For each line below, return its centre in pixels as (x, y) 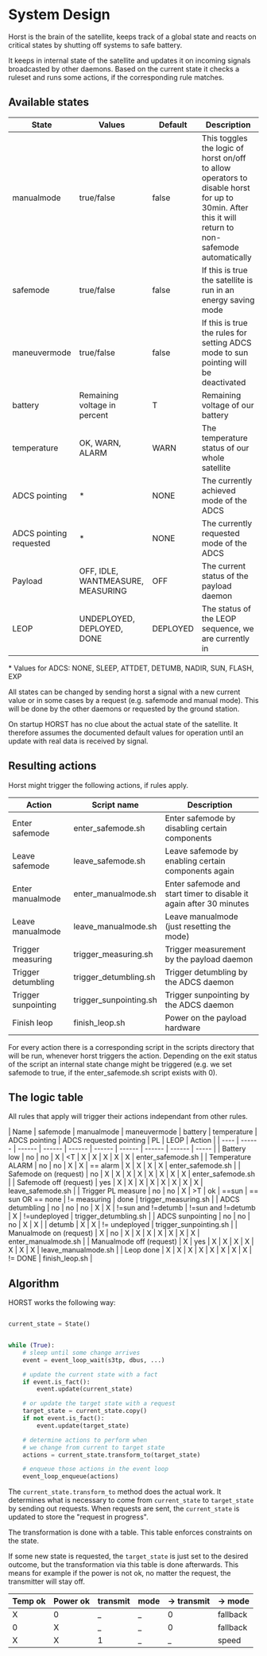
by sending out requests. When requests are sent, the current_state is (124, 1509)
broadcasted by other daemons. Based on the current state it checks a (124, 68)
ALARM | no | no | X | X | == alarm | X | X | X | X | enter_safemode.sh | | (124, 1166)
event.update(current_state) (85, 1389)
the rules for (224, 333)
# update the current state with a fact (90, 1374)
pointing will (224, 362)
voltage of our (228, 405)
